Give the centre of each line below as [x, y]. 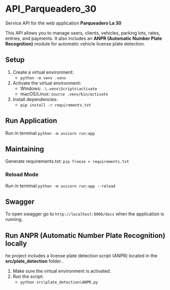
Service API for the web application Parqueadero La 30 [63, 23]
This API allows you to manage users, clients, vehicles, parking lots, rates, [83, 33]
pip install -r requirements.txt [56, 105]
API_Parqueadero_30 [51, 9]
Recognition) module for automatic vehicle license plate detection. [75, 43]
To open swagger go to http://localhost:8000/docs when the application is [85, 214]
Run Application [31, 121]
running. [14, 220]
